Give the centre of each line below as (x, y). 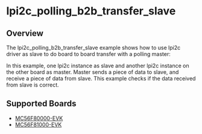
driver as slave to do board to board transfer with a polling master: (88, 54)
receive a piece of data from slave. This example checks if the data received (101, 78)
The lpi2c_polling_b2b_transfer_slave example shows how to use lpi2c (93, 47)
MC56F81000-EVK (38, 124)
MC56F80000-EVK (39, 118)
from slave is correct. (33, 85)
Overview (25, 33)
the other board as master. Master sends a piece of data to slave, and (93, 72)
